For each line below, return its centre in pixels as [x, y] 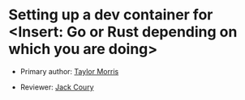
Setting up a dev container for [111, 15]
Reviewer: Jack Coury [57, 87]
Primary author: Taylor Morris [69, 71]
